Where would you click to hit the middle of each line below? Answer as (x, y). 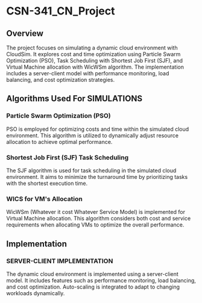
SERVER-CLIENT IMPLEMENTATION (60, 261)
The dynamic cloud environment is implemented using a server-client (93, 274)
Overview (25, 33)
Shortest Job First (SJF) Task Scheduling (67, 157)
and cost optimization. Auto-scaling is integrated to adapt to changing (93, 287)
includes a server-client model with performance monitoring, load (88, 73)
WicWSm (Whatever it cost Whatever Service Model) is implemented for (96, 212)
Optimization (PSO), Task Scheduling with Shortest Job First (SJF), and (94, 61)
